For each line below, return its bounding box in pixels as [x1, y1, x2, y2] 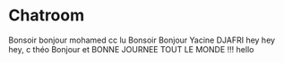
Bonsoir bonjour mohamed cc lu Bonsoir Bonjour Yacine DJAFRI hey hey [8, 35, 275, 45]
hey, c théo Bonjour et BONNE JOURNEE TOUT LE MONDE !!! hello [8, 43, 254, 54]
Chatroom [8, 5, 85, 26]
